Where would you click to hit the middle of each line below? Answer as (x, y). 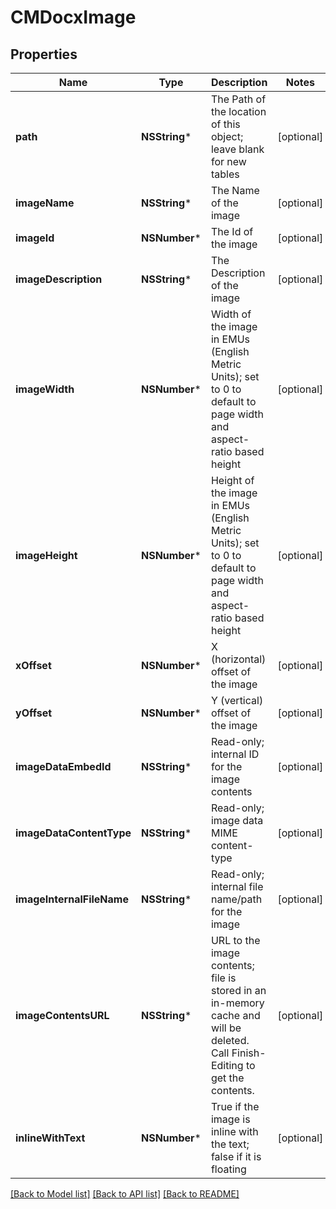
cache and (235, 1015)
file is (223, 978)
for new (228, 161)
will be (226, 1028)
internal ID (235, 754)
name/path (236, 899)
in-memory (237, 1003)
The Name (235, 190)
